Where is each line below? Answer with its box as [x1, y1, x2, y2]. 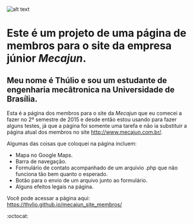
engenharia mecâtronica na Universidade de [7, 84, 175, 94]
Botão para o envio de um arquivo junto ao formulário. [15, 177, 148, 184]
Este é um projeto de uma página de [7, 27, 186, 40]
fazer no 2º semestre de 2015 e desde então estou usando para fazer [7, 116, 177, 123]
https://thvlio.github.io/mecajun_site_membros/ [7, 201, 122, 208]
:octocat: [7, 213, 29, 219]
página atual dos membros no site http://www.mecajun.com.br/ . [7, 128, 163, 135]
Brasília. [7, 94, 38, 104]
